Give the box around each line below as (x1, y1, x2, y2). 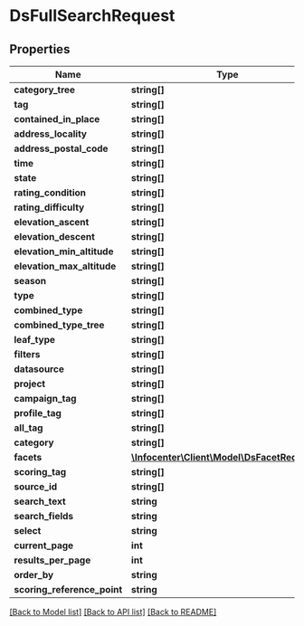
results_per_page (14, 554, 91, 566)
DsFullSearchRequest (9, 5, 176, 26)
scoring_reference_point (14, 583, 123, 595)
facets (14, 451, 43, 463)
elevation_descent (14, 231, 95, 242)
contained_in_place (14, 113, 100, 125)
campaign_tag (14, 393, 77, 404)
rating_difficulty (14, 201, 85, 213)
